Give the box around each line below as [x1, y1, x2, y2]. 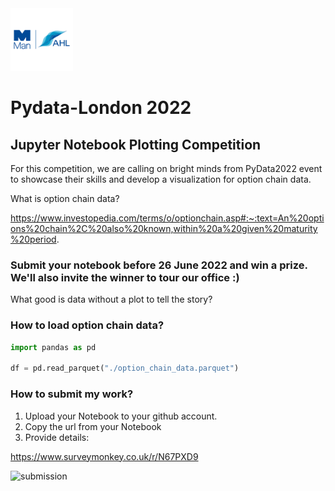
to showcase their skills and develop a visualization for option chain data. [10, 173, 312, 185]
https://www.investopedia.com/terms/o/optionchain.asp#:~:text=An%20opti [10, 212, 325, 224]
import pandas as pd [10, 342, 97, 352]
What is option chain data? [10, 193, 120, 204]
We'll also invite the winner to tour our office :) [10, 270, 240, 284]
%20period [10, 233, 57, 245]
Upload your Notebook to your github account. [24, 410, 218, 422]
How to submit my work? [10, 387, 134, 401]
